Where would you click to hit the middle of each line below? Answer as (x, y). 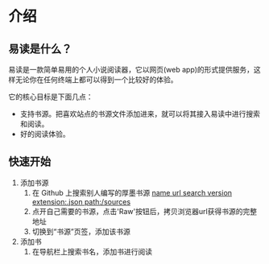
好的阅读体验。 (45, 134)
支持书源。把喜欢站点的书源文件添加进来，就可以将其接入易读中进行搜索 (140, 114)
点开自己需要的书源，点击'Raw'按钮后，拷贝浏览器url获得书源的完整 (145, 211)
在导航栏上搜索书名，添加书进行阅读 (92, 251)
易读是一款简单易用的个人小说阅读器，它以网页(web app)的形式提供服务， (131, 70)
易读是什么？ (40, 49)
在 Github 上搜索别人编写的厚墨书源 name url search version (132, 192)
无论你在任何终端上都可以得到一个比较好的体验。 (96, 80)
